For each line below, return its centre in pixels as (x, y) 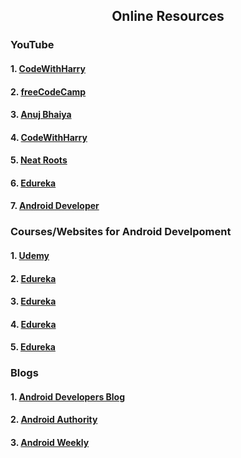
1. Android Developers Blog (68, 396)
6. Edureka (33, 183)
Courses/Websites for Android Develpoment (121, 232)
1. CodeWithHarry (48, 68)
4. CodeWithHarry (49, 137)
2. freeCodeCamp (48, 91)
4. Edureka (33, 324)
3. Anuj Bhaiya (41, 115)
